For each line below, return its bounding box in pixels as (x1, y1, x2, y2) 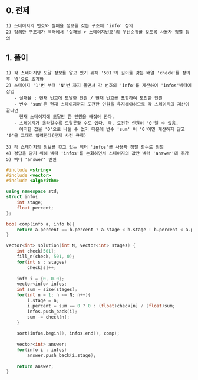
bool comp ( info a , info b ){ (6, 221, 75, 227)
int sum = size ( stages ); (16, 287, 78, 293)
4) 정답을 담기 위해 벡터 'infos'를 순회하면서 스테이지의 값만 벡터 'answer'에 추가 (6, 150, 189, 156)
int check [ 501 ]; (16, 248, 57, 254)
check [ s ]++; (27, 264, 57, 270)
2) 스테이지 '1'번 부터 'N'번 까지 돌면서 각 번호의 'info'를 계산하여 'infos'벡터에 (6, 82, 192, 89)
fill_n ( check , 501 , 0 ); (16, 254, 75, 260)
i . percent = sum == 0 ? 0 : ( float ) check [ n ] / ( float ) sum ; (27, 303, 176, 309)
